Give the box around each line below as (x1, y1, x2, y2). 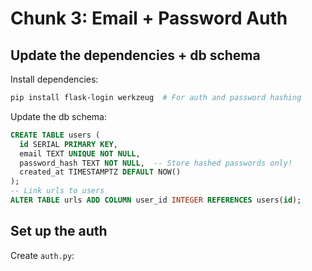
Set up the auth (10, 223, 108, 240)
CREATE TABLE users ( (10, 130, 101, 140)
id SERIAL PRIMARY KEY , (19, 139, 118, 149)
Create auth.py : (10, 249, 75, 261)
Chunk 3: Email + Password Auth (10, 7, 288, 30)
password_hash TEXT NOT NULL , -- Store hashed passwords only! (19, 158, 293, 168)
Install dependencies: (10, 73, 99, 85)
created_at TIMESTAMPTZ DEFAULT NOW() (19, 167, 182, 177)
